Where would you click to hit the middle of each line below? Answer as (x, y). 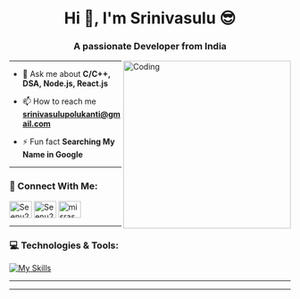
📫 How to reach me (59, 101)
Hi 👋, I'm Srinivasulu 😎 (150, 18)
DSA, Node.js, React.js (65, 83)
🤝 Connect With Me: (54, 186)
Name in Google (52, 155)
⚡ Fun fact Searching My (68, 141)
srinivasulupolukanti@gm (71, 115)
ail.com (36, 124)
